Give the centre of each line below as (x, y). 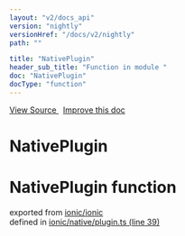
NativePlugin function (93, 188)
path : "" (26, 43)
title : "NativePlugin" (52, 59)
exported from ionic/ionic (56, 212)
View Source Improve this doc (68, 110)
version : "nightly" (46, 26)
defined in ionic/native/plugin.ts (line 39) (85, 222)
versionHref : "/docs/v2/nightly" (72, 34)
